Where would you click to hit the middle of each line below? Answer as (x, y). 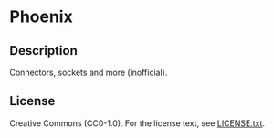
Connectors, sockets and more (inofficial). (89, 72)
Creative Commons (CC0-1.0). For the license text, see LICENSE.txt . (137, 123)
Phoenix (41, 17)
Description (43, 51)
